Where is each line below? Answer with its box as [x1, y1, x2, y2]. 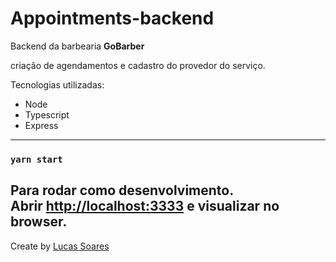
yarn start [10, 153, 63, 165]
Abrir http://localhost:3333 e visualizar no [10, 198, 280, 215]
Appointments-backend [10, 7, 215, 30]
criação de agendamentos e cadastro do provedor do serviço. [10, 59, 266, 71]
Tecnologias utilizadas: [10, 78, 105, 91]
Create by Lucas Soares [10, 240, 110, 252]
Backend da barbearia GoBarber [10, 40, 145, 52]
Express [24, 119, 59, 131]
